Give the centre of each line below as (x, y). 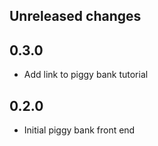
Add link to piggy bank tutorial (86, 75)
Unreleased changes (75, 16)
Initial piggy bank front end (79, 130)
